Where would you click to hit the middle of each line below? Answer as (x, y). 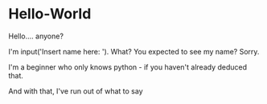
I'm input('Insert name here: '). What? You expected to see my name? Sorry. (134, 51)
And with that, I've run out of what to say (76, 91)
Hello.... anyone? (36, 36)
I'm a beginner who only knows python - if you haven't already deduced (128, 67)
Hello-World (50, 14)
